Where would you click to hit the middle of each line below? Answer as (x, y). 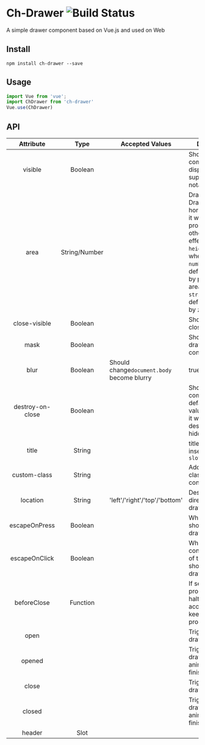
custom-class (32, 475)
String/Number (82, 252)
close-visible (32, 323)
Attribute (32, 144)
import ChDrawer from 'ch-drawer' (50, 102)
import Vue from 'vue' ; (37, 96)
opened (32, 661)
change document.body (141, 370)
